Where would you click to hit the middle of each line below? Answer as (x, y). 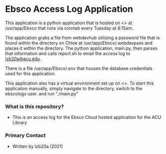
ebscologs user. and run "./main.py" (42, 94)
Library (20, 123)
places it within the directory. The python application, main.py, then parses (81, 48)
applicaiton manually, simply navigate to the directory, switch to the (74, 88)
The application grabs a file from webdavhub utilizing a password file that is (83, 38)
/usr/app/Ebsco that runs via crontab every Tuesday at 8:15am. (69, 28)
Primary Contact (26, 136)
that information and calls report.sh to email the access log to (68, 53)
